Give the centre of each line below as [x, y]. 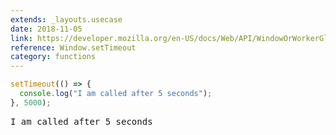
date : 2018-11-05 [46, 29]
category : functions [53, 57]
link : [21, 38]
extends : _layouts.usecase [66, 19]
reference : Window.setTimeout [73, 47]
